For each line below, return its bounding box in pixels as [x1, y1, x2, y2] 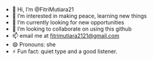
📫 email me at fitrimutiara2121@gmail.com [12, 32, 120, 39]
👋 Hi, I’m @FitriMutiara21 [12, 6, 74, 13]
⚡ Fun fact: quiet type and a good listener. [12, 48, 118, 55]
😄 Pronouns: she [12, 41, 56, 48]
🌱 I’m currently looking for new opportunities [12, 19, 124, 26]
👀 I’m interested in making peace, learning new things [12, 12, 148, 20]
